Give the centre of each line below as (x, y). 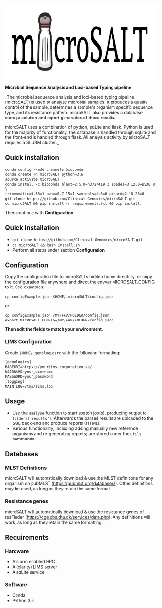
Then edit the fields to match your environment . (54, 329)
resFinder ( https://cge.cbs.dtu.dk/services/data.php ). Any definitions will (78, 517)
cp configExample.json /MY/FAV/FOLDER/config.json (57, 315)
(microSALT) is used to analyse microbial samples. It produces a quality (76, 102)
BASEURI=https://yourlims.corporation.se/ (49, 367)
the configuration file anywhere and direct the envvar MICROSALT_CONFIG (80, 282)
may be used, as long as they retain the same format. (58, 489)
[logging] (15, 381)
